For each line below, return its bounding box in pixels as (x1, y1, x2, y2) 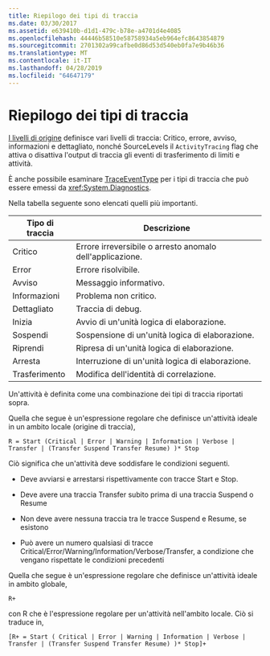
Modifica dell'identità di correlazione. (76, 368, 216, 379)
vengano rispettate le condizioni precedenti (19, 555, 165, 564)
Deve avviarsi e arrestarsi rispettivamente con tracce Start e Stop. (19, 474, 239, 483)
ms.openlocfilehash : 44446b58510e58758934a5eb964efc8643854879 (8, 34, 225, 43)
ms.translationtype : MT (8, 49, 88, 57)
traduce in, (8, 617, 44, 627)
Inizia (12, 316, 33, 327)
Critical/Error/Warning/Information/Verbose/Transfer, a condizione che (19, 546, 255, 556)
